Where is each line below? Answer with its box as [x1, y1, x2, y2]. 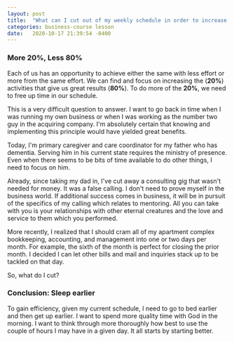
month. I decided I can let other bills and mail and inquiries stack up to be [7, 249, 219, 258]
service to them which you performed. [7, 214, 118, 222]
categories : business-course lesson [7, 23, 114, 30]
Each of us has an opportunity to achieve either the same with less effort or [7, 69, 225, 77]
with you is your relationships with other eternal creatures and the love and [7, 206, 223, 214]
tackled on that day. [7, 257, 64, 266]
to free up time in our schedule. [7, 91, 98, 100]
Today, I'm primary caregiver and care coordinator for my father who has [7, 141, 218, 149]
